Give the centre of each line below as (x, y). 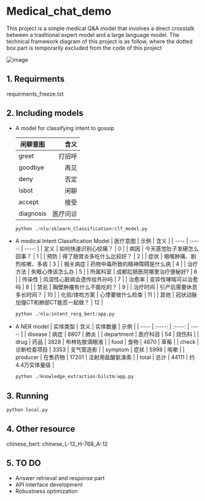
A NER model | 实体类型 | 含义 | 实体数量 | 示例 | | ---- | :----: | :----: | (102, 327)
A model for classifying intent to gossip (65, 128)
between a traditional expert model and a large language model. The (93, 34)
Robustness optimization (46, 491)
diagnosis (33, 213)
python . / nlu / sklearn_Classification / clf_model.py (81, 228)
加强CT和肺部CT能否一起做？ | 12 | (59, 303)
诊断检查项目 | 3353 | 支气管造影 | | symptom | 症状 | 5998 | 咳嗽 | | (100, 350)
